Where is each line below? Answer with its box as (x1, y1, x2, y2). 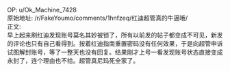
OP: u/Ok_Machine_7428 (7, 6, 77, 14)
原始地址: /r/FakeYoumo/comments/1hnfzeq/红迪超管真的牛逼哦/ (7, 14, 188, 22)
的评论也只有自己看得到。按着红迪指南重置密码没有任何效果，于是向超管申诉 (7, 40, 223, 47)
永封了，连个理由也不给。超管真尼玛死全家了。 (7, 57, 139, 64)
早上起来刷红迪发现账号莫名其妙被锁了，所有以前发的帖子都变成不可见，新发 (7, 31, 223, 39)
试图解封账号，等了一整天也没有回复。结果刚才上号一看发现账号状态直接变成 (7, 48, 223, 56)
